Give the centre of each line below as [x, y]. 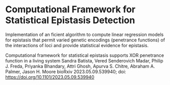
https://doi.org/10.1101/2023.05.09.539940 [50, 77]
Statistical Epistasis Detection [70, 20]
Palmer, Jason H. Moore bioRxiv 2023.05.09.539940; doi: [66, 71]
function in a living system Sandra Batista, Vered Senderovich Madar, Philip [84, 60]
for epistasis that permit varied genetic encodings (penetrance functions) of [85, 40]
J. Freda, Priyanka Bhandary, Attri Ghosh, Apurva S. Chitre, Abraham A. [80, 66]
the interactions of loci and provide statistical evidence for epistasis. [77, 45]
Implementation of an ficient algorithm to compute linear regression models [84, 34]
